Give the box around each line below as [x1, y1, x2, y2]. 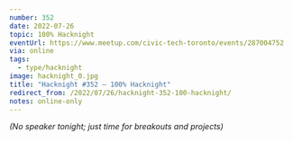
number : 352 [9, 13, 54, 22]
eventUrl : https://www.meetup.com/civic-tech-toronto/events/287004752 [9, 38, 284, 48]
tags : [9, 55, 30, 64]
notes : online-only [9, 96, 83, 106]
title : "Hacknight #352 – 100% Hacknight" [9, 80, 171, 89]
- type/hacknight [17, 64, 83, 73]
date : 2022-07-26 [9, 22, 75, 31]
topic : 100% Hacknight [9, 30, 95, 39]
